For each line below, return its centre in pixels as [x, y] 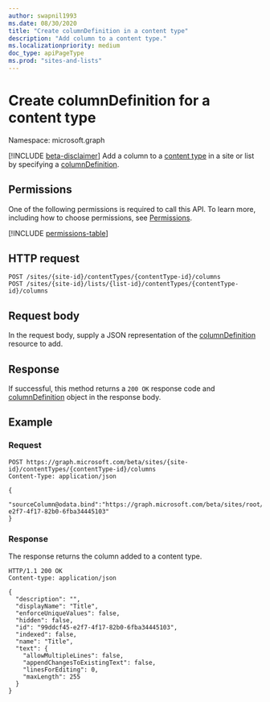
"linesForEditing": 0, [61, 670]
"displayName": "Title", [57, 606]
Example [31, 423]
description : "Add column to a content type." [88, 38]
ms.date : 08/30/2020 [43, 23]
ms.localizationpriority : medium [64, 46]
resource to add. [36, 344]
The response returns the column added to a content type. [105, 556]
